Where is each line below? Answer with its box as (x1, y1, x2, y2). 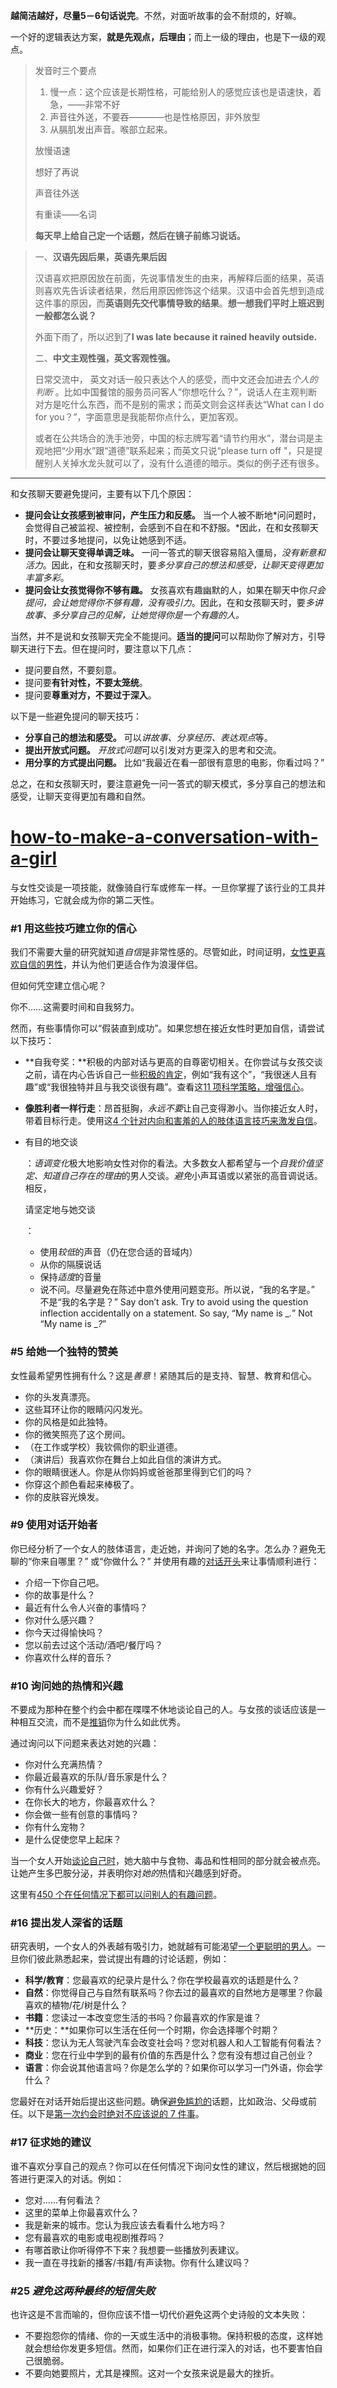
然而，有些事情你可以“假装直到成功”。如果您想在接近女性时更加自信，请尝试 (10, 1022, 325, 1034)
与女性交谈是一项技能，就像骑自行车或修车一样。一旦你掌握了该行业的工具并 (10, 881, 326, 893)
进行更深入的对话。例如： (18, 2172, 125, 2184)
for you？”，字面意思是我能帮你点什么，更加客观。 (34, 411, 244, 423)
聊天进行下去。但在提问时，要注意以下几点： (10, 643, 195, 654)
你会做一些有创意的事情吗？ (24, 1809, 140, 1821)
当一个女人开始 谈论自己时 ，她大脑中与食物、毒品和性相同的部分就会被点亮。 (10, 1855, 326, 1867)
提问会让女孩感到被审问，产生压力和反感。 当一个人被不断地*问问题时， (24, 509, 322, 521)
